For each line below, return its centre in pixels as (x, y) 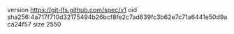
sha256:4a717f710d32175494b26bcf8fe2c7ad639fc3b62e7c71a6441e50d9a (117, 17)
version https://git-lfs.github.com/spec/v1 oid (72, 10)
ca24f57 (19, 24)
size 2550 (47, 24)
